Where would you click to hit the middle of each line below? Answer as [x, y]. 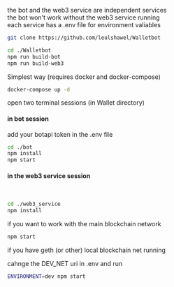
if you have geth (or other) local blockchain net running [87, 250]
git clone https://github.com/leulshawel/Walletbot [84, 38]
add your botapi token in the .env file [60, 134]
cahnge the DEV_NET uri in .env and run [65, 264]
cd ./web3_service [34, 204]
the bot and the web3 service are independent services [87, 10]
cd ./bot [20, 147]
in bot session [28, 119]
